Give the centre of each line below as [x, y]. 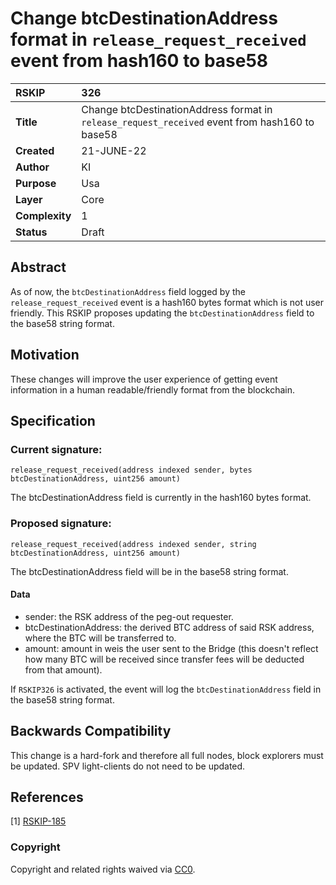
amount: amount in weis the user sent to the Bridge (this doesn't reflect [171, 648]
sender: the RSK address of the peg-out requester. [129, 616]
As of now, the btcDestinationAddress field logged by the [128, 291]
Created [35, 150]
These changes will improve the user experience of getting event [144, 379]
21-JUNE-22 [114, 150]
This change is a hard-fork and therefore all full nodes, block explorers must [167, 755]
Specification [53, 420]
